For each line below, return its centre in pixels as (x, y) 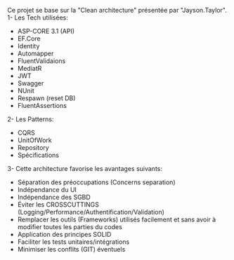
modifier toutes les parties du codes (70, 227)
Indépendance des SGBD (54, 197)
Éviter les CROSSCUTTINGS (58, 205)
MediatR (30, 68)
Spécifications (38, 155)
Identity (28, 46)
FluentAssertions (42, 105)
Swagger (31, 83)
